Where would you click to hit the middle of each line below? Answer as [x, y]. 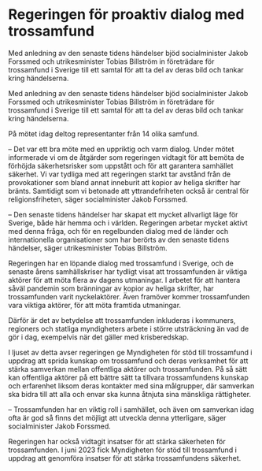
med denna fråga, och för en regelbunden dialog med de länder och [118, 231]
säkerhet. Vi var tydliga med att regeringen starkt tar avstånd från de [119, 174]
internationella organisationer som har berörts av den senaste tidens [119, 239]
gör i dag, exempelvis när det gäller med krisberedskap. [98, 337]
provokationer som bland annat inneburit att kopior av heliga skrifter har [125, 182]
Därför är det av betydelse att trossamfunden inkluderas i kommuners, [122, 320]
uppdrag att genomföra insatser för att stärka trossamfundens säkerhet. [125, 458]
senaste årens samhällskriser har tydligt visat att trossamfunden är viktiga [128, 271]
